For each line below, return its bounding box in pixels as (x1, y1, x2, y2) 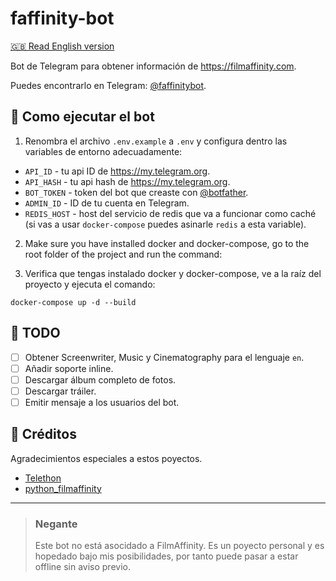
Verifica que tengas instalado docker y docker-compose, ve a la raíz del (24, 267, 322, 279)
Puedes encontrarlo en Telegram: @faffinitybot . (10, 79, 207, 91)
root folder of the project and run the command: (24, 248, 223, 260)
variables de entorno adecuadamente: (24, 145, 183, 157)
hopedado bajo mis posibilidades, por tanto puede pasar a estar (34, 550, 299, 562)
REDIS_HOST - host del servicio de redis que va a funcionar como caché (24, 207, 317, 219)
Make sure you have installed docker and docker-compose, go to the (24, 237, 310, 249)
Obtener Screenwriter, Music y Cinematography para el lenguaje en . (24, 351, 305, 363)
